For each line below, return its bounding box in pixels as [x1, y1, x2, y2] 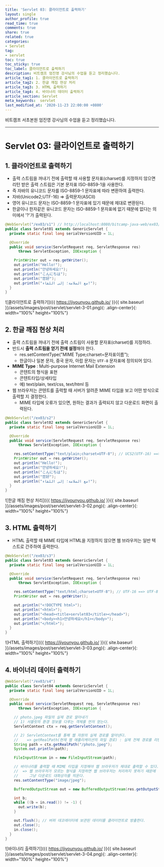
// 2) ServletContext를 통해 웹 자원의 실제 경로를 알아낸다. [14, 733, 126, 738]
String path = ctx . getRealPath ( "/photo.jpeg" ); [14, 742, 112, 747]
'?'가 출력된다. [25, 212, 53, 218]
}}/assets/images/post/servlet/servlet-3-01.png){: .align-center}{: [5, 305, 137, 311]
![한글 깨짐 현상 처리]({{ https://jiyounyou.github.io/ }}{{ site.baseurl [5, 497, 139, 503]
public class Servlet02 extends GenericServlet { [5, 420, 108, 425]
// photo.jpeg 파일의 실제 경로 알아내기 [14, 715, 88, 720]
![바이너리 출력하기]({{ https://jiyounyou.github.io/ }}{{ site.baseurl [5, 846, 136, 852]
